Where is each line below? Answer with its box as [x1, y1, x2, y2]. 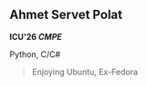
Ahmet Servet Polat [9, 7, 123, 23]
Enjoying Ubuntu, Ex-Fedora [31, 66, 139, 77]
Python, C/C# [9, 49, 61, 60]
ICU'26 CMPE [9, 31, 62, 42]
